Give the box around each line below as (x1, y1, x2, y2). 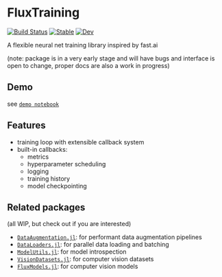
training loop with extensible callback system (16, 137, 145, 146)
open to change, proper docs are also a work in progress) (7, 61, 170, 69)
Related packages (7, 201, 86, 213)
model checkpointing (27, 181, 87, 190)
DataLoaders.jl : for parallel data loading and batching (16, 241, 169, 249)
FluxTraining (7, 5, 80, 21)
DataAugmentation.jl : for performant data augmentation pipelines (16, 233, 202, 241)
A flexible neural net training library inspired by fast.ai (7, 41, 158, 49)
